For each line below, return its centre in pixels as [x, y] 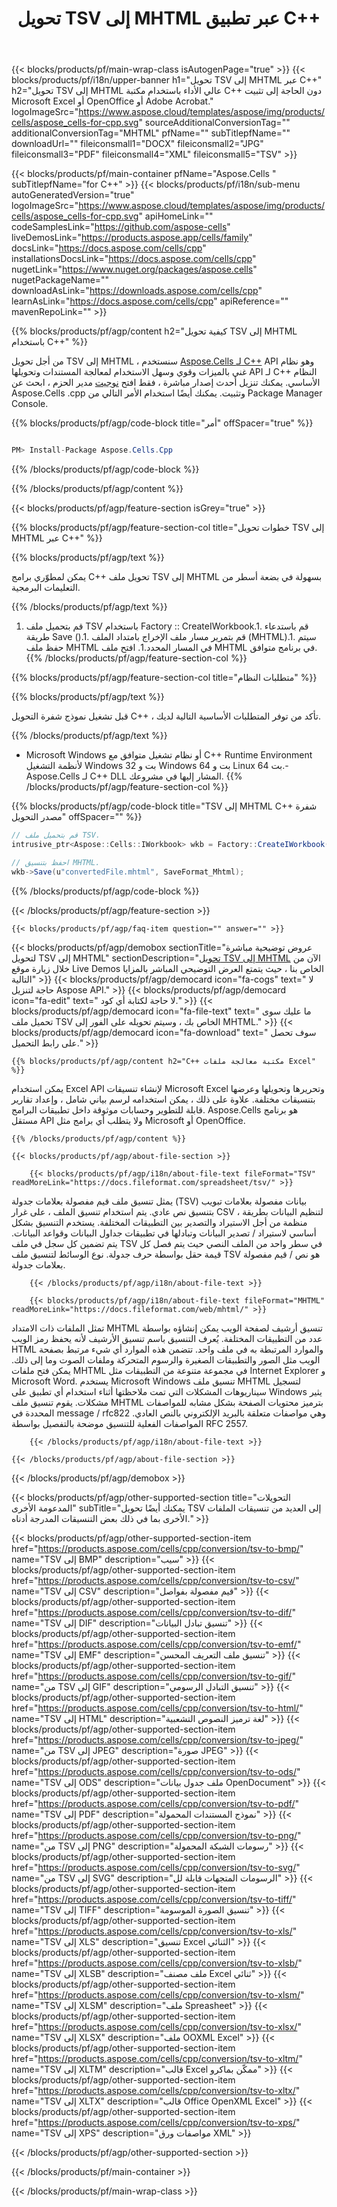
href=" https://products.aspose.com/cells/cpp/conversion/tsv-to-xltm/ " [157, 2058]
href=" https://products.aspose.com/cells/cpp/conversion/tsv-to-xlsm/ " [158, 1994]
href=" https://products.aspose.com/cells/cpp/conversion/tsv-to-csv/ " [155, 1580]
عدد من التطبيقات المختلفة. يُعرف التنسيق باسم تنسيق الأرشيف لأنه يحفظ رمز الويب [167, 1338]
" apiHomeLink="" [176, 216]
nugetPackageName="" [60, 280]
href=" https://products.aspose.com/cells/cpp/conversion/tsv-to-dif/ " [153, 1612]
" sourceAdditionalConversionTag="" [214, 123]
